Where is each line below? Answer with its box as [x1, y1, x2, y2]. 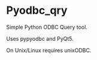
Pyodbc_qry [6, 4, 68, 17]
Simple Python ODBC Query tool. [6, 23, 88, 31]
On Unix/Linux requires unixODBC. [6, 46, 92, 54]
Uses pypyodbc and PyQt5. [6, 35, 74, 42]
